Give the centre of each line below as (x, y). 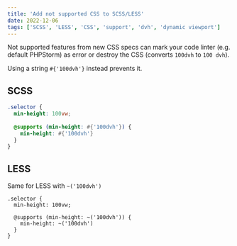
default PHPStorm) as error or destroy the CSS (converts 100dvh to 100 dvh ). (118, 55)
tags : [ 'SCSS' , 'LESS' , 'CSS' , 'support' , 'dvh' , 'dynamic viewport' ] (114, 27)
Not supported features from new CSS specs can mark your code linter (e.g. (119, 47)
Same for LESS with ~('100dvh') (55, 186)
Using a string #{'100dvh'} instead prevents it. (75, 69)
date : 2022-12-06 (33, 21)
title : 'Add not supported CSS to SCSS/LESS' (76, 14)
